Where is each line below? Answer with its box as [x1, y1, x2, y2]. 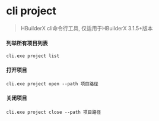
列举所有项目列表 [6, 39, 48, 46]
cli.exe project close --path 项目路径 [6, 109, 101, 115]
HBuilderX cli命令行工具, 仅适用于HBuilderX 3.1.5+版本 [20, 24, 153, 32]
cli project [6, 4, 56, 18]
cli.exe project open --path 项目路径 [6, 81, 99, 87]
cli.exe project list [6, 53, 60, 59]
